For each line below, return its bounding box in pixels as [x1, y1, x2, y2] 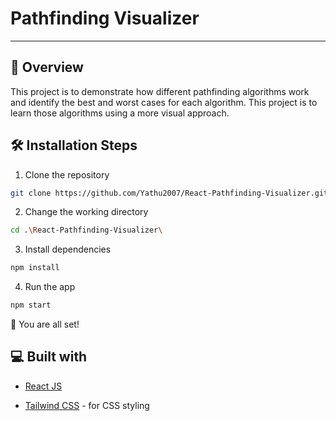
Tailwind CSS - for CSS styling [24, 399, 150, 411]
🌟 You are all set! [10, 318, 80, 331]
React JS [24, 380, 63, 392]
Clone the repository [24, 168, 110, 181]
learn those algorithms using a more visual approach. [10, 107, 230, 119]
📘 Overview [10, 59, 84, 76]
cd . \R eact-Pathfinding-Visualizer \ [10, 225, 163, 236]
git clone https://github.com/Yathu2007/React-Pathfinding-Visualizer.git [10, 188, 329, 198]
